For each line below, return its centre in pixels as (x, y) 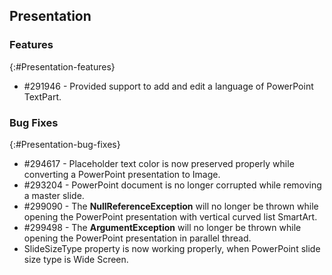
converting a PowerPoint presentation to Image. (122, 174)
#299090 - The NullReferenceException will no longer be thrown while (171, 206)
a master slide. (54, 195)
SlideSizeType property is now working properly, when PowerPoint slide (172, 248)
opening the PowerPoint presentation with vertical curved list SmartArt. (170, 216)
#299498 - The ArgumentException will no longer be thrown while (162, 227)
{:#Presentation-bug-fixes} (65, 144)
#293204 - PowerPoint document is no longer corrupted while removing (172, 185)
